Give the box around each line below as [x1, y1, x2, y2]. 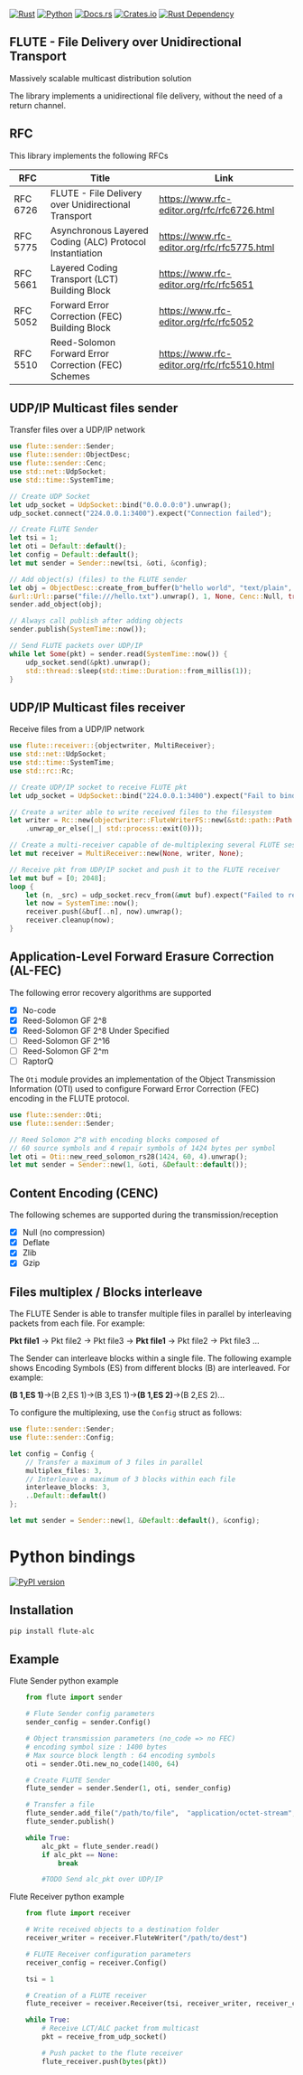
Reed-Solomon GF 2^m [22, 1045, 109, 1056]
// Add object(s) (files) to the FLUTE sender [9, 575, 188, 584]
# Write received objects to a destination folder [25, 1925, 220, 1934]
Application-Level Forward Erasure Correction [9, 949, 275, 964]
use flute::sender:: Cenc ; [9, 459, 106, 468]
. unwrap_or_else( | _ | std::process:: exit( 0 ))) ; [25, 824, 204, 833]
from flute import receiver [25, 1909, 131, 1918]
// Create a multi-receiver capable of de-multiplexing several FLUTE [9, 840, 280, 850]
